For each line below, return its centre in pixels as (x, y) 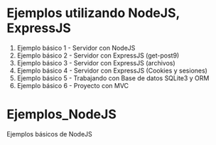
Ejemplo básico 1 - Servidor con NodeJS (76, 48)
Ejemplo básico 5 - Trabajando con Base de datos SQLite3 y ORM (113, 78)
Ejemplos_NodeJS (61, 114)
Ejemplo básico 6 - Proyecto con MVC (73, 85)
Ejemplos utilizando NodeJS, (93, 13)
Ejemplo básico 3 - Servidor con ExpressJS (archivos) (96, 63)
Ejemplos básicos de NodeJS (50, 134)
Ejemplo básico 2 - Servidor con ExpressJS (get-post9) (98, 55)
